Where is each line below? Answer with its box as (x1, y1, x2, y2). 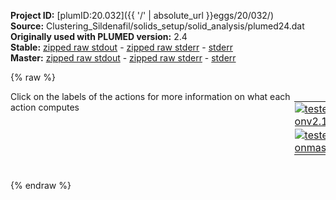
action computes (10, 101, 80, 113)
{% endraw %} (10, 180, 72, 191)
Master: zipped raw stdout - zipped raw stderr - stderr (10, 52, 237, 64)
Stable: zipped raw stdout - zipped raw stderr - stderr (10, 41, 233, 53)
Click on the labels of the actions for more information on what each (10, 91, 291, 102)
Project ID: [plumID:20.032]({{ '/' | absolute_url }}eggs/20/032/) (10, 10, 275, 21)
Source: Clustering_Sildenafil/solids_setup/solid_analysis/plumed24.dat (10, 20, 305, 32)
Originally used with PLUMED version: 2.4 (10, 31, 188, 42)
